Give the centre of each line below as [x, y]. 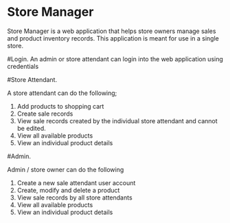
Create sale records [45, 114]
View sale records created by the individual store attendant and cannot [117, 120]
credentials [23, 66]
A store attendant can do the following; [62, 93]
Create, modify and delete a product [68, 190]
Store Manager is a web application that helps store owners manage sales [112, 31]
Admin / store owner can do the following [66, 169]
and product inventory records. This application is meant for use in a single [113, 38]
